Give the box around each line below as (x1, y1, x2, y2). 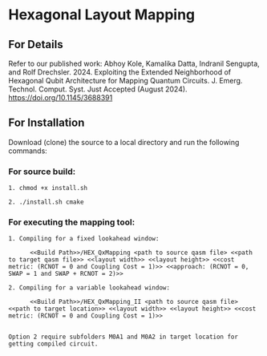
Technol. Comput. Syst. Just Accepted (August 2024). (8, 84, 188, 94)
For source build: (8, 166, 76, 177)
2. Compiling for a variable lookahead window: (8, 284, 171, 292)
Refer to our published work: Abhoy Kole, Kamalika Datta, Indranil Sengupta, (8, 59, 261, 68)
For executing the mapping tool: (8, 216, 136, 228)
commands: (8, 146, 48, 156)
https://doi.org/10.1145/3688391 (8, 93, 113, 102)
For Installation (8, 116, 85, 130)
